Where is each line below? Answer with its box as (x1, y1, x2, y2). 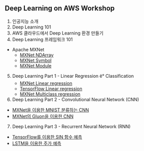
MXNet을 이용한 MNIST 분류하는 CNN (12, 107, 90, 113)
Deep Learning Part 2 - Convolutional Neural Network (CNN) (12, 96, 139, 102)
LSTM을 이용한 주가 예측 (12, 140, 62, 146)
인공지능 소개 (12, 18, 39, 24)
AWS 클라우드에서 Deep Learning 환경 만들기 (12, 30, 104, 36)
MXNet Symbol (19, 57, 52, 63)
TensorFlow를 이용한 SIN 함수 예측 (12, 134, 82, 140)
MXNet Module (19, 63, 52, 69)
